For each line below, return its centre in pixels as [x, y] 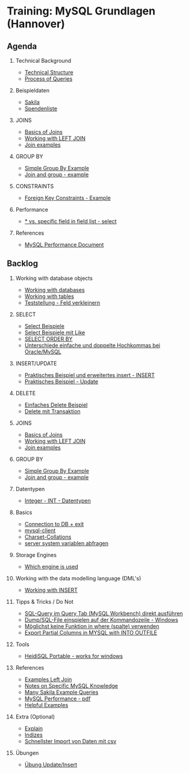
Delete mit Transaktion [52, 411]
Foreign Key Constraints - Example [67, 198]
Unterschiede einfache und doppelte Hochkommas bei [92, 345]
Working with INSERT [51, 590]
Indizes [33, 735]
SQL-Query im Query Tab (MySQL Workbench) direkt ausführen [104, 613]
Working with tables [49, 296]
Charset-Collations [48, 537]
